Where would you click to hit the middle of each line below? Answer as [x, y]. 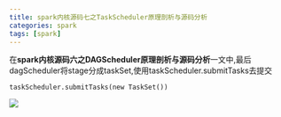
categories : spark [43, 26]
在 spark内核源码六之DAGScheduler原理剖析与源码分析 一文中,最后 [130, 60]
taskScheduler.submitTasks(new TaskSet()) [89, 88]
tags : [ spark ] [35, 33]
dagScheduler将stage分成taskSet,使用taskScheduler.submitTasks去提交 [141, 70]
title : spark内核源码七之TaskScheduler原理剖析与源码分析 [109, 17]
